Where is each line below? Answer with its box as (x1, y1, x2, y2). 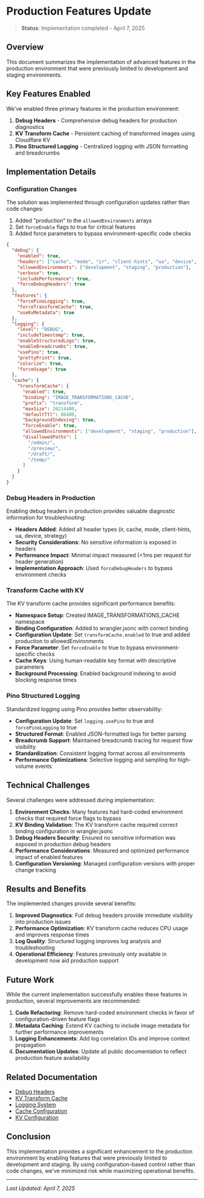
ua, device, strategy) (15, 532, 67, 540)
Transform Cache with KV (6, 586, 84, 594)
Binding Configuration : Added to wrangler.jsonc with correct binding (15, 625, 188, 632)
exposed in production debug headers (15, 840, 111, 848)
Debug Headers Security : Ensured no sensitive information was (15, 834, 176, 841)
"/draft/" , (28, 451, 56, 457)
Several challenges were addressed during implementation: (6, 796, 155, 804)
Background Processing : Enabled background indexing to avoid (15, 670, 176, 677)
